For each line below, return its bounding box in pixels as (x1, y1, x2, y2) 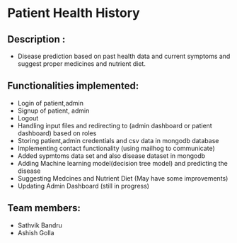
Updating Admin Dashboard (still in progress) (17, 181, 150, 190)
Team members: (7, 202, 81, 214)
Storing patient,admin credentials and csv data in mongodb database (17, 136, 219, 145)
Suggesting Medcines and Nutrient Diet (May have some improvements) (17, 174, 229, 182)
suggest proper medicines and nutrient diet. (17, 60, 146, 68)
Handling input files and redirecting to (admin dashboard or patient (17, 121, 212, 130)
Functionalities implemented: (7, 80, 139, 92)
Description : (7, 33, 66, 45)
